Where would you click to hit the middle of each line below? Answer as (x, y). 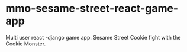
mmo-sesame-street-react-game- (92, 9)
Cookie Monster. (25, 44)
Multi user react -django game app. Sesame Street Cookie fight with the (93, 37)
